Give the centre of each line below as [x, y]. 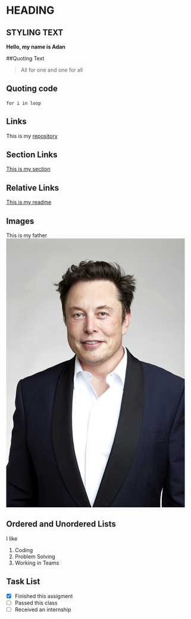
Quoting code [32, 89]
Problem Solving [35, 556]
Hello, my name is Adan [36, 47]
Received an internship [43, 609]
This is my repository [32, 136]
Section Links [32, 155]
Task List [23, 582]
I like [12, 538]
